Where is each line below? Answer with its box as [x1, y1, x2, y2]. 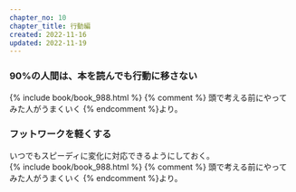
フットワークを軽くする [9, 128, 111, 141]
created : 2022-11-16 [9, 30, 88, 39]
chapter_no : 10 [9, 13, 67, 23]
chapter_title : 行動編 [9, 22, 91, 31]
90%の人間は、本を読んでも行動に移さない [9, 69, 197, 82]
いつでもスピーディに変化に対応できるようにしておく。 [9, 150, 215, 160]
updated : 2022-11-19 [9, 38, 88, 48]
